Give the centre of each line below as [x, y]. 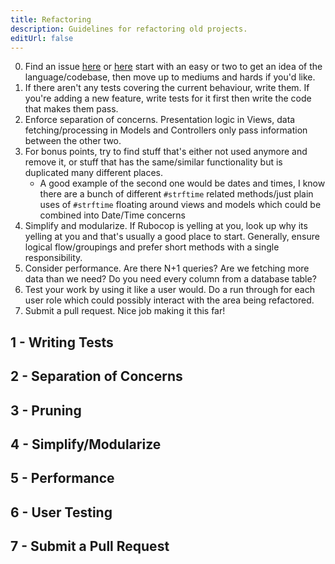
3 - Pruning [46, 410]
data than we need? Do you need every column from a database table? [170, 279]
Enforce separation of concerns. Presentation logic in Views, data [160, 120]
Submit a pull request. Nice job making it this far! [125, 311]
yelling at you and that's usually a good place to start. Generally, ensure [172, 237]
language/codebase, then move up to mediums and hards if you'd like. [170, 77]
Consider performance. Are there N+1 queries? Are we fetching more [167, 268]
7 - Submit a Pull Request [90, 546]
